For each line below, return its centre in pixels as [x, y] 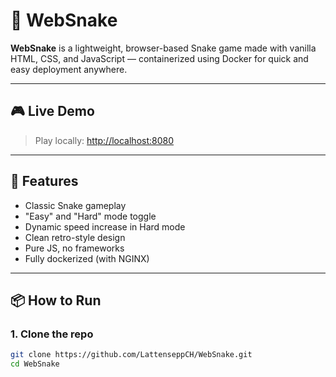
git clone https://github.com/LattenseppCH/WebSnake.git [131, 355]
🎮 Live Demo [52, 111]
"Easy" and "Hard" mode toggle [90, 216]
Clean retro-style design [75, 237]
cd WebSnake [35, 364]
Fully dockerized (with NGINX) [87, 258]
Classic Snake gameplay [75, 205]
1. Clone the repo [52, 334]
